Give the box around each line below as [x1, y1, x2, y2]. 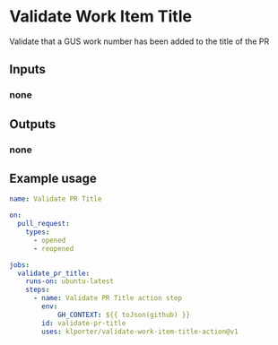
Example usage [9, 170, 97, 185]
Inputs [9, 62, 47, 77]
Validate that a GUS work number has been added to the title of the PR [9, 36, 270, 47]
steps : [25, 285, 50, 295]
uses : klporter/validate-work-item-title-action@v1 [41, 327, 239, 336]
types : [25, 228, 50, 237]
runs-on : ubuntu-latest [25, 277, 115, 286]
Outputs [9, 116, 56, 132]
